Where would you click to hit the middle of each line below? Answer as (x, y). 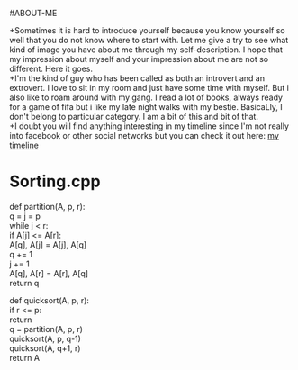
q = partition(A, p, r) (46, 329)
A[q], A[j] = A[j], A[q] (48, 244)
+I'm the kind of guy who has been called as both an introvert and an (137, 78)
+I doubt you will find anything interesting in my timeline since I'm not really (149, 126)
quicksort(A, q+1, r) (45, 348)
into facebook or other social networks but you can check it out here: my (144, 135)
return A (25, 357)
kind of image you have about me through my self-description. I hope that (146, 50)
